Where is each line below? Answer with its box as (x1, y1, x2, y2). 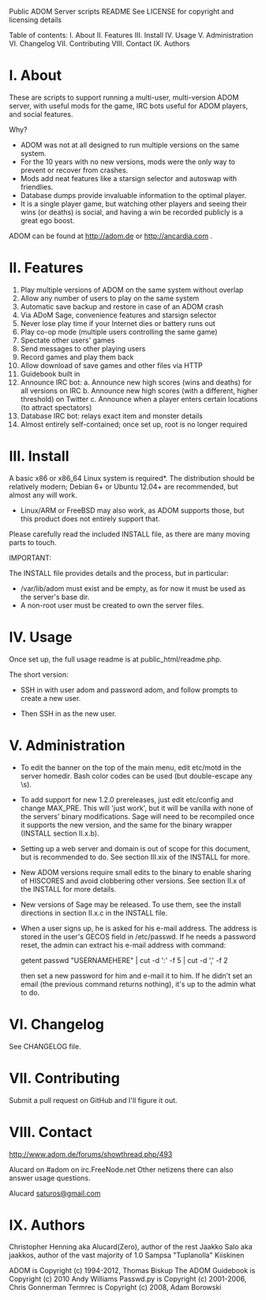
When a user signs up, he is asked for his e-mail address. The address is (20, 923, 257, 933)
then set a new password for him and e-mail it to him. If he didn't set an (20, 971, 253, 980)
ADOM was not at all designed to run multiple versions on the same (20, 140, 240, 150)
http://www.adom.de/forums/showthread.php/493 (9, 1149, 173, 1158)
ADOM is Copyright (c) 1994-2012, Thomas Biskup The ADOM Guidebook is (9, 1266, 256, 1275)
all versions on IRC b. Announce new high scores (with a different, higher (20, 385, 258, 395)
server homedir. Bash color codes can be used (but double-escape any (20, 771, 253, 780)
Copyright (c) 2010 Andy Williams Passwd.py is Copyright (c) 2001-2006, (9, 1274, 247, 1284)
